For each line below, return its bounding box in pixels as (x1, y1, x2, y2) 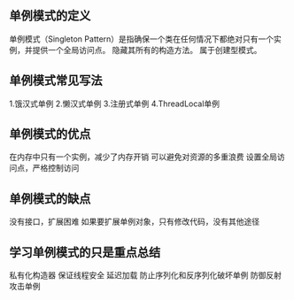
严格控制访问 (32, 163, 80, 173)
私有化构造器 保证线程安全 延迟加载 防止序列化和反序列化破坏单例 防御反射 (9, 270, 282, 281)
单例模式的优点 (9, 127, 91, 142)
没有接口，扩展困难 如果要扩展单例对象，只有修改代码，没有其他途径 (9, 216, 259, 227)
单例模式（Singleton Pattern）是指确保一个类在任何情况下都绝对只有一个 (9, 34, 275, 44)
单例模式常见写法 (9, 73, 103, 88)
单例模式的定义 (9, 8, 91, 24)
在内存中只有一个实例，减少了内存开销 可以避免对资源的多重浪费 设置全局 (9, 151, 277, 162)
